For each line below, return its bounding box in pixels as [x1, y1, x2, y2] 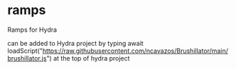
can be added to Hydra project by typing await [7, 39, 144, 47]
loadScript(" [7, 46, 43, 55]
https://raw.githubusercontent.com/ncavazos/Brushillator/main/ [42, 46, 229, 55]
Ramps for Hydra [7, 25, 58, 34]
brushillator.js [7, 54, 47, 62]
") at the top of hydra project [45, 54, 130, 62]
